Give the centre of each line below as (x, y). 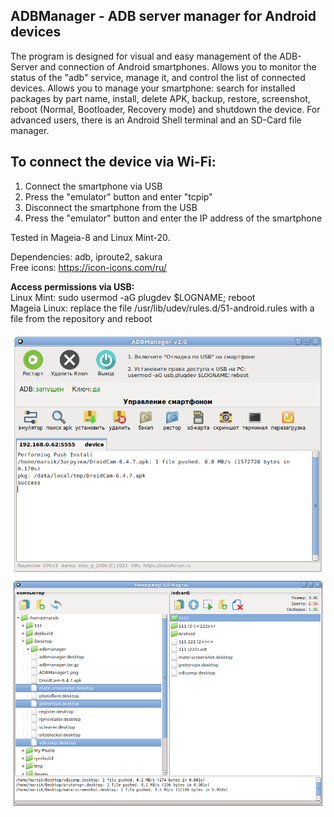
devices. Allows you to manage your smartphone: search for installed (153, 88)
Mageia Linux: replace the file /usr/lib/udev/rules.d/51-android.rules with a (162, 308)
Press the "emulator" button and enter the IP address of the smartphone (173, 218)
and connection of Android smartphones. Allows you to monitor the (178, 66)
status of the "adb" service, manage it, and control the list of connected (158, 77)
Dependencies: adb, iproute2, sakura (86, 256)
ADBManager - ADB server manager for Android (163, 16)
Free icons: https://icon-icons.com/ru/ (88, 267)
